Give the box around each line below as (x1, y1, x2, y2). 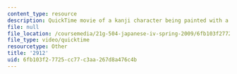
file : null (7, 23, 39, 30)
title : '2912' (7, 50, 49, 57)
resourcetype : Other (7, 43, 68, 50)
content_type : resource (7, 10, 78, 18)
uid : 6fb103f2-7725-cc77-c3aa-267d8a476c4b (7, 56, 138, 63)
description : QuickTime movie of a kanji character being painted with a (7, 17, 229, 24)
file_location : (7, 30, 52, 37)
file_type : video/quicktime (7, 37, 90, 44)
